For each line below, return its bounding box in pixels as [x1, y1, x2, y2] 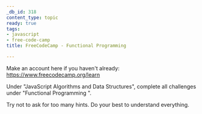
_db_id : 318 [6, 8, 37, 15]
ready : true [6, 20, 37, 26]
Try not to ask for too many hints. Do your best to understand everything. [6, 101, 190, 108]
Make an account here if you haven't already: [6, 64, 120, 72]
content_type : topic [6, 15, 59, 21]
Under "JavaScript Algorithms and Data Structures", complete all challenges [6, 82, 197, 90]
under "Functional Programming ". [6, 89, 92, 96]
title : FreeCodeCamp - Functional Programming [6, 43, 127, 49]
